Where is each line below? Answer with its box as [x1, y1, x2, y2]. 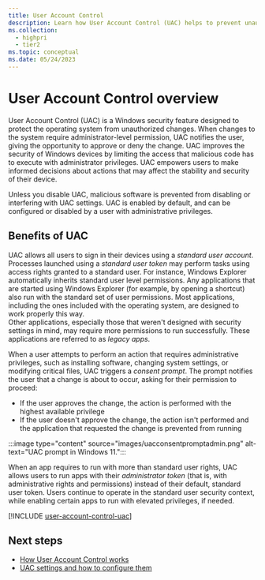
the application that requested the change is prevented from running [19, 423, 242, 432]
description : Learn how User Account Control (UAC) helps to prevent [8, 19, 242, 27]
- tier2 [15, 41, 41, 49]
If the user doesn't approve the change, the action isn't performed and [19, 415, 249, 425]
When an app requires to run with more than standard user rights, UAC [8, 462, 238, 472]
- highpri [15, 33, 47, 42]
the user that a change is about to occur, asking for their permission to [8, 374, 237, 384]
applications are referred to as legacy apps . [8, 334, 151, 343]
